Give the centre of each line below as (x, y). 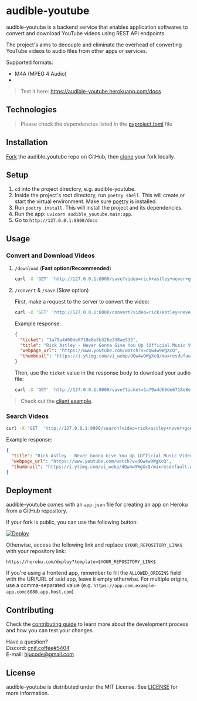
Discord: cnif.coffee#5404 (38, 648)
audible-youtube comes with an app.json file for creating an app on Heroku (97, 505)
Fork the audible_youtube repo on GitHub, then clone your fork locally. (91, 156)
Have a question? (27, 642)
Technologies (32, 110)
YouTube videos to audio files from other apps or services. (77, 50)
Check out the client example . (56, 401)
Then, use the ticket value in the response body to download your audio (103, 373)
